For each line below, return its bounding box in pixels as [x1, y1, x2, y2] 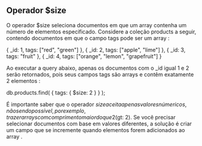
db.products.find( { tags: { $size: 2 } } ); [6, 88, 105, 96]
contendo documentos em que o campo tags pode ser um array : [6, 34, 170, 42]
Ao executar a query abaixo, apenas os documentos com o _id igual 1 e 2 [6, 64, 190, 71]
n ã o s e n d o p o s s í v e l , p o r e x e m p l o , [6, 107, 86, 114]
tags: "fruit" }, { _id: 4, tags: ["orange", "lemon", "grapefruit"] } [6, 52, 162, 60]
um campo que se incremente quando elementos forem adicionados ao [6, 126, 186, 133]
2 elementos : [6, 77, 41, 84]
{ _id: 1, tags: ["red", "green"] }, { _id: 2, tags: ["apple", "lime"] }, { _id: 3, [6, 46, 186, 53]
